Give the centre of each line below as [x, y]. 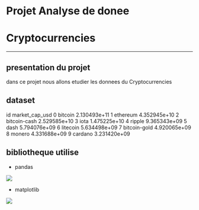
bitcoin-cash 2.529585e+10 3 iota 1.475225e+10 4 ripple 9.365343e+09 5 [97, 121]
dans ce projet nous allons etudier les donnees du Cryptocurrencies [89, 82]
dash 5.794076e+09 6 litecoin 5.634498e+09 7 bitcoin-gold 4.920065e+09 [99, 127]
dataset [21, 100]
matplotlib [27, 189]
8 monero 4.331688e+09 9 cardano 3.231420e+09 [68, 134]
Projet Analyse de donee [68, 11]
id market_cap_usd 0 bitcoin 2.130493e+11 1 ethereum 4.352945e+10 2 [93, 115]
